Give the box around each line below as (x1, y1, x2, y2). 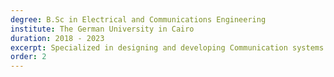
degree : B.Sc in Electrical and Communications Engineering (10, 14, 267, 25)
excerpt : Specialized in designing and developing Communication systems (10, 42, 325, 53)
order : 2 (10, 52, 47, 62)
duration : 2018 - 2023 (10, 33, 105, 43)
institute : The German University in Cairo (10, 24, 195, 34)
